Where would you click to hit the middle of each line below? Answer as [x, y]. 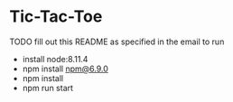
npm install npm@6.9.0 [65, 69]
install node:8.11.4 [55, 59]
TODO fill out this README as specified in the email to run [117, 42]
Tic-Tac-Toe [56, 17]
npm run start [48, 88]
